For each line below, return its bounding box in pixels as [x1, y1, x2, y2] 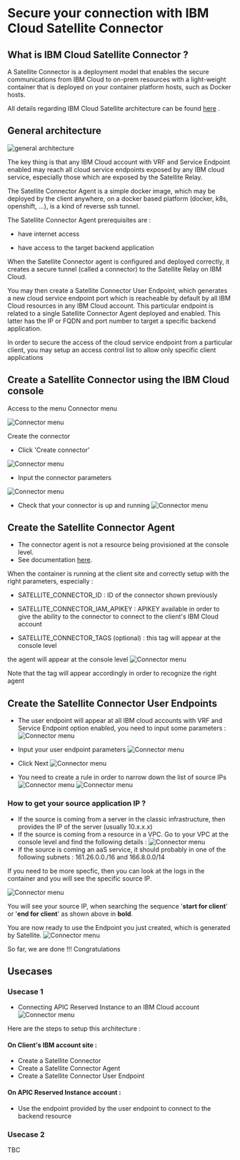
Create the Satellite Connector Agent [7, 521, 175, 534]
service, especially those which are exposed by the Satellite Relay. [7, 173, 203, 181]
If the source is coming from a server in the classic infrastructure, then [17, 814, 226, 823]
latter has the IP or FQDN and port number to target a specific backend [7, 316, 216, 325]
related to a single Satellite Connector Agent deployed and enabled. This [7, 309, 221, 317]
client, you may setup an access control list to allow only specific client [7, 345, 216, 354]
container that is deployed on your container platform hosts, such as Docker [7, 83, 231, 91]
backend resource [17, 1111, 72, 1120]
